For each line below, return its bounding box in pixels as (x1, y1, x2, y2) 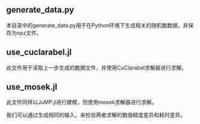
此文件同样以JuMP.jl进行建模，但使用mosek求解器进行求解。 (6, 99, 158, 106)
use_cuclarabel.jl (6, 47, 72, 57)
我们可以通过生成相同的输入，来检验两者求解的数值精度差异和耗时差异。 (6, 111, 186, 119)
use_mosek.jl (6, 82, 57, 93)
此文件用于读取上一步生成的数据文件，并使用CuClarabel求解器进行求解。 (6, 64, 187, 71)
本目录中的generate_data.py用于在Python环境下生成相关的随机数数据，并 (6, 21, 189, 29)
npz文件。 (16, 29, 42, 36)
